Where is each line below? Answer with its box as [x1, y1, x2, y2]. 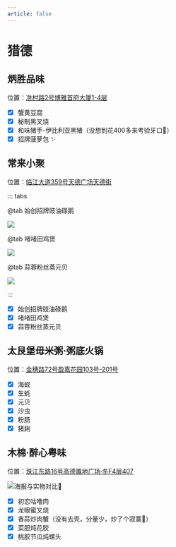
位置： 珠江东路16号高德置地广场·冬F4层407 [7, 467, 134, 475]
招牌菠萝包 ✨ [17, 135, 57, 143]
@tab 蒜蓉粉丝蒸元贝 [7, 263, 69, 271]
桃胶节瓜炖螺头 [17, 532, 61, 541]
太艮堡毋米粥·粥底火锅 [7, 345, 104, 357]
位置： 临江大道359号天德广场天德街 [7, 177, 112, 186]
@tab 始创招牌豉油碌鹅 [7, 206, 74, 215]
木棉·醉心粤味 [7, 447, 67, 459]
